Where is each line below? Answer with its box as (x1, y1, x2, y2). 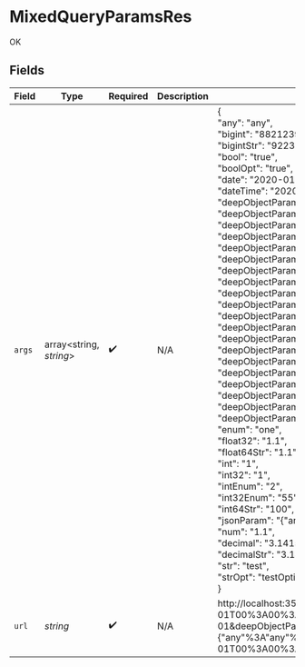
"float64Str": (217, 445, 272, 458)
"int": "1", (217, 457, 259, 470)
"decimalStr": (217, 548, 275, 561)
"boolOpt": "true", (217, 162, 293, 174)
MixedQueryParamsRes (9, 6, 192, 27)
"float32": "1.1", (217, 434, 288, 447)
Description (157, 89, 209, 102)
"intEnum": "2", (217, 480, 283, 493)
